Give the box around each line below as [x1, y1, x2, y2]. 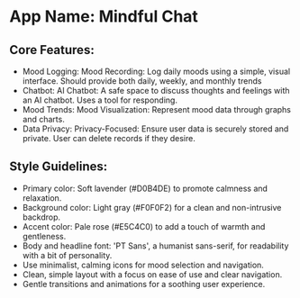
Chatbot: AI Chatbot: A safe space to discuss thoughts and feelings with [22, 86, 290, 95]
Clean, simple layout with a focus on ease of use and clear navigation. [22, 268, 283, 280]
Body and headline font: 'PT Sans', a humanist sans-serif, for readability [22, 240, 289, 251]
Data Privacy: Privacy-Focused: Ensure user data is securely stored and [22, 123, 289, 134]
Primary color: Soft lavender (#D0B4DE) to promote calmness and [22, 183, 268, 194]
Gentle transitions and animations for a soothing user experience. [22, 278, 266, 289]
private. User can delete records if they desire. [22, 133, 195, 143]
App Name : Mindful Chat [9, 6, 198, 27]
